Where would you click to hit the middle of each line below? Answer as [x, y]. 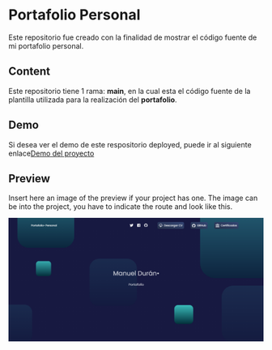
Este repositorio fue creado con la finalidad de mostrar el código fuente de [133, 37]
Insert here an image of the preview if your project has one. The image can [133, 198]
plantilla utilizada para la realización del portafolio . [93, 100]
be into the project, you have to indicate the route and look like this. [121, 207]
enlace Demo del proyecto [51, 153]
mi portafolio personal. [46, 45]
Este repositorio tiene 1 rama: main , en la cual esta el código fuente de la [130, 91]
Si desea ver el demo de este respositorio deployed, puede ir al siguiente [130, 144]
